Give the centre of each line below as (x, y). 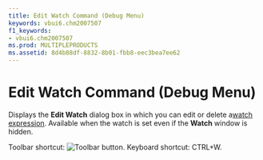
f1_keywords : (30, 30)
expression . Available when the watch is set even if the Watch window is (128, 123)
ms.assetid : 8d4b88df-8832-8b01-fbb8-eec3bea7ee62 (94, 53)
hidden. (21, 131)
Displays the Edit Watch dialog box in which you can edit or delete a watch (131, 114)
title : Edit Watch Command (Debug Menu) (77, 16)
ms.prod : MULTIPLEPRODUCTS (53, 46)
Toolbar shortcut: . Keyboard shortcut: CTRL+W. (115, 147)
